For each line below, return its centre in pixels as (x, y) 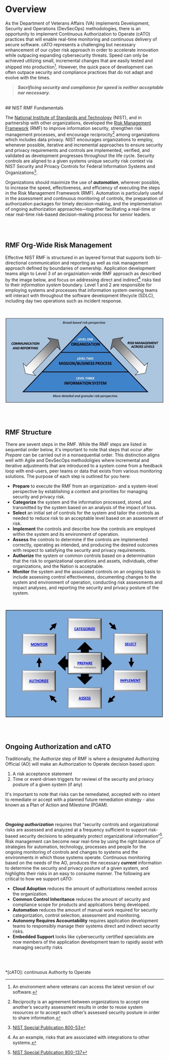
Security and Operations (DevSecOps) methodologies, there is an (73, 28)
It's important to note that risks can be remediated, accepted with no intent (83, 794)
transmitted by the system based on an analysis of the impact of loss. (84, 508)
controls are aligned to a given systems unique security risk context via (79, 161)
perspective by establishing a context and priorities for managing (80, 492)
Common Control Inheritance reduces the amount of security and (81, 900)
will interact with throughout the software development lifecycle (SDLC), (80, 296)
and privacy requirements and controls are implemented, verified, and (77, 150)
